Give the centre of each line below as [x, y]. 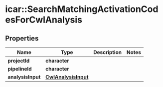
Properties [22, 38]
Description [108, 52]
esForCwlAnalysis [44, 20]
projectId [19, 61]
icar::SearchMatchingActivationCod [82, 9]
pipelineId [20, 69]
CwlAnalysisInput [67, 77]
